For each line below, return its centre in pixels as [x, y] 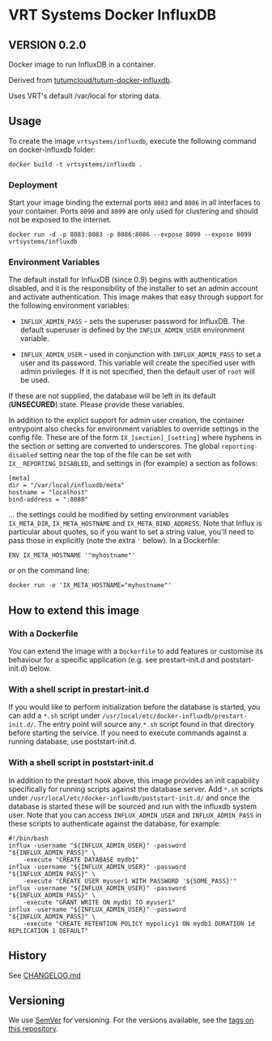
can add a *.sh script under [55, 715]
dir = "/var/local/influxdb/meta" [67, 486]
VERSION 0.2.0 [47, 45]
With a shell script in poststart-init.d [81, 762]
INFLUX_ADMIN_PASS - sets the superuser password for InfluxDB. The [132, 322]
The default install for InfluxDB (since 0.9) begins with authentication [123, 280]
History [28, 956]
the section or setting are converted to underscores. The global [114, 446]
